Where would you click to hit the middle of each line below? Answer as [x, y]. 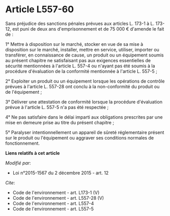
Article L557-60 [40, 9]
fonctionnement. [22, 143]
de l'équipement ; [24, 92]
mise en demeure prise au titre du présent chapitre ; [60, 122]
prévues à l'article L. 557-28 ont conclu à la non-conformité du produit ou [82, 86]
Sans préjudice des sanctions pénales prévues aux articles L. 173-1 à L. [80, 23]
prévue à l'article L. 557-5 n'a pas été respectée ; [57, 107]
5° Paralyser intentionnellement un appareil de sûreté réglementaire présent [85, 132]
